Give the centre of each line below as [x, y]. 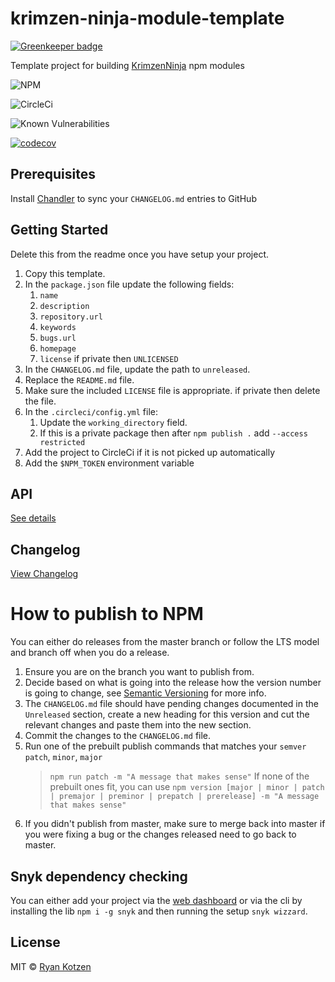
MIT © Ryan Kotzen [51, 966]
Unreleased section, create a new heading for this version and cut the [167, 714]
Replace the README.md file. [79, 379]
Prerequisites [53, 174]
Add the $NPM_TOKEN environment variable [109, 463]
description [64, 306]
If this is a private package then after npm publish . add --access [173, 433]
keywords [58, 327]
